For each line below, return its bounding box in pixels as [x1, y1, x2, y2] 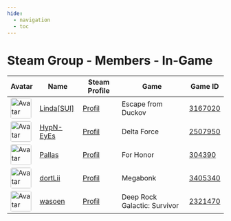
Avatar [10, 82, 33, 92]
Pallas [39, 150, 59, 160]
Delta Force [121, 127, 159, 136]
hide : [7, 10, 23, 17]
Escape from [121, 99, 163, 109]
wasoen [39, 197, 65, 207]
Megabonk [121, 173, 157, 183]
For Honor [121, 150, 155, 160]
